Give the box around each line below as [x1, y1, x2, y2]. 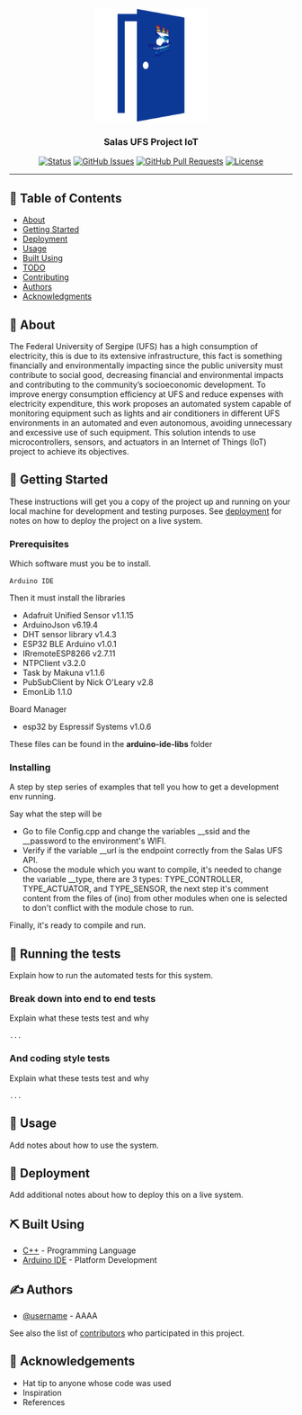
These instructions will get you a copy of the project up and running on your [9, 496, 290, 507]
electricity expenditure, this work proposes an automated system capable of [9, 398, 292, 409]
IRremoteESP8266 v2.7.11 [22, 648, 116, 659]
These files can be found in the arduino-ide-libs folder [9, 739, 213, 750]
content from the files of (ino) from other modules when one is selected [22, 893, 288, 904]
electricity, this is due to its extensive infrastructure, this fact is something [9, 350, 283, 361]
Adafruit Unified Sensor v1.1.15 [22, 610, 135, 621]
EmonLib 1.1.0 [22, 687, 73, 698]
